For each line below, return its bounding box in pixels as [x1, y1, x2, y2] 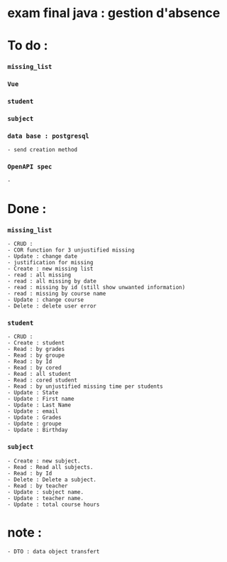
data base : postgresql [7, 131, 90, 140]
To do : [7, 38, 48, 54]
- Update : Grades [7, 414, 62, 421]
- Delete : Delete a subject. [7, 476, 97, 483]
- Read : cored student [7, 377, 78, 384]
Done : [7, 200, 47, 217]
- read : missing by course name [7, 290, 106, 298]
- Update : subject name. [7, 488, 84, 495]
